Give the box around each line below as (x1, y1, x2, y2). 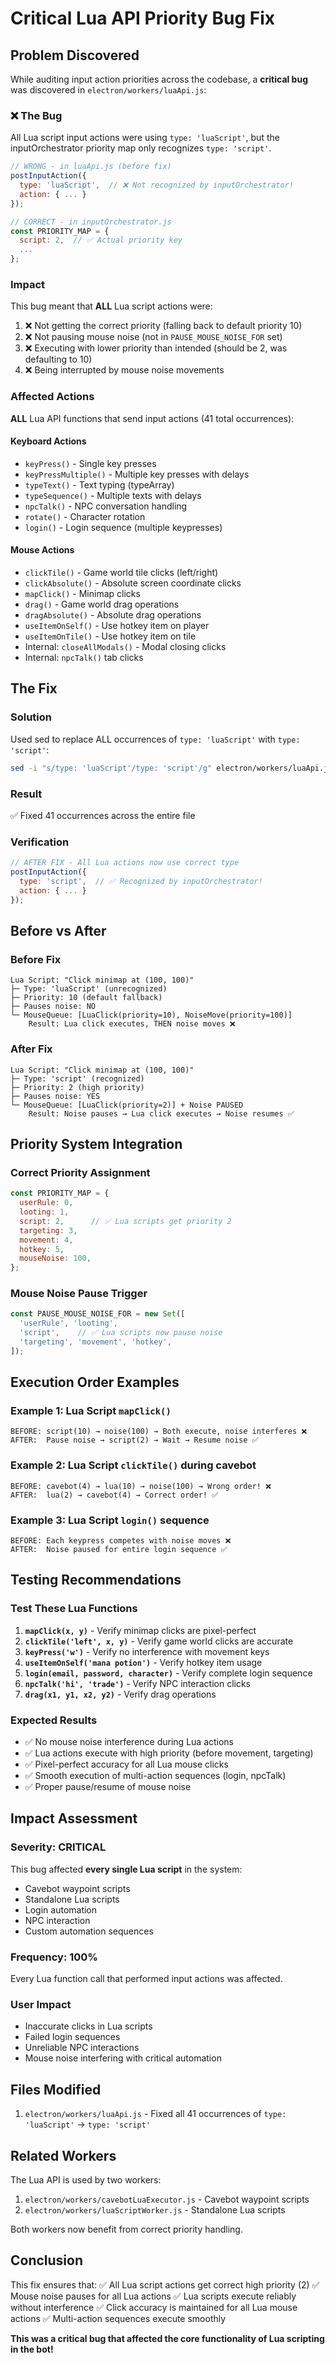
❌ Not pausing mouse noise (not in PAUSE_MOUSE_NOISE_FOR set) (24, 331, 283, 343)
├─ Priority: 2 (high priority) (10, 1082, 145, 1092)
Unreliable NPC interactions (24, 2042, 140, 2054)
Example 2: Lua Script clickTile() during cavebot (10, 1458, 257, 1472)
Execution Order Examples (10, 1374, 180, 1391)
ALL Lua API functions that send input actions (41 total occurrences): (10, 412, 295, 424)
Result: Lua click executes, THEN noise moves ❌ (28, 1019, 236, 1029)
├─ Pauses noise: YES (10, 1091, 101, 1101)
